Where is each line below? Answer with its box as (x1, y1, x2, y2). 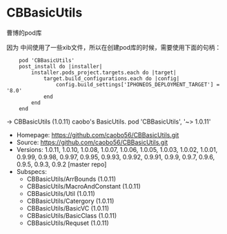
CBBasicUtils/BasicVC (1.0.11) (26, 204, 110, 212)
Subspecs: (16, 167, 48, 175)
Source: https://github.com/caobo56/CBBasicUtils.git (16, 138, 168, 146)
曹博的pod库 (6, 28, 42, 37)
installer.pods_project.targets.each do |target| (31, 69, 177, 76)
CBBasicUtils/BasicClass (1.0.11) (26, 211, 117, 220)
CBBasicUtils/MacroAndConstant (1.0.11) (26, 182, 141, 191)
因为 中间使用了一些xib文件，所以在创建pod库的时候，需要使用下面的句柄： (6, 43, 221, 51)
